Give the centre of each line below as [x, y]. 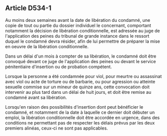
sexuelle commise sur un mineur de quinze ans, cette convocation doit [78, 87]
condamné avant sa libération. [36, 97]
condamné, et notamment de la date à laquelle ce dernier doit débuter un [80, 112]
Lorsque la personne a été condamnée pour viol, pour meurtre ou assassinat [83, 76]
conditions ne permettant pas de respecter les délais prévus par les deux [80, 123]
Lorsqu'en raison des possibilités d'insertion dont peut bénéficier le [74, 107]
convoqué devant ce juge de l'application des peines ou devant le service [81, 61]
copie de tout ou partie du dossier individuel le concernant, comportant [78, 25]
